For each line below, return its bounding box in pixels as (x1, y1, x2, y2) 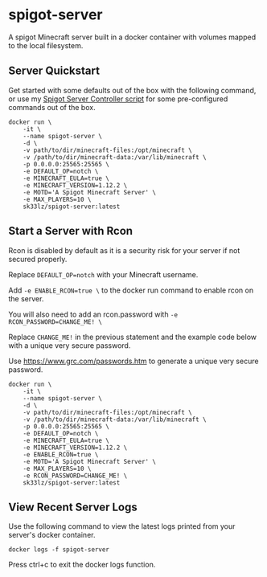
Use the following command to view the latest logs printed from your (8, 522, 236, 531)
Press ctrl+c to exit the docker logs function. (8, 560, 156, 570)
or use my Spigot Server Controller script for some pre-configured (8, 94, 228, 104)
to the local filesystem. (8, 40, 84, 50)
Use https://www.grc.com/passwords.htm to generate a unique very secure (8, 356, 259, 366)
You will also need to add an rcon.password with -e (8, 309, 179, 319)
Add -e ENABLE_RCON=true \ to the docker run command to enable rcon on (8, 285, 254, 295)
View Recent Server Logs (8, 500, 138, 514)
